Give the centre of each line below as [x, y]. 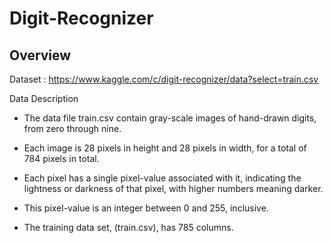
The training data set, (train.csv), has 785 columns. [128, 227]
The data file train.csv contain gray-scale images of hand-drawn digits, [170, 118]
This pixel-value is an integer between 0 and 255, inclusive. [146, 208]
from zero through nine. [72, 128]
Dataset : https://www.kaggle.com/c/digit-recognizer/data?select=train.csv [164, 79]
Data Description [44, 98]
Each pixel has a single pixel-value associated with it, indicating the [162, 178]
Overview [40, 55]
